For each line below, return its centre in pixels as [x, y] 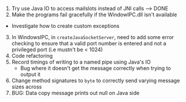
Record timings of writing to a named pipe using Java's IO [81, 62]
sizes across [27, 87]
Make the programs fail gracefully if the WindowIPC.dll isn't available [94, 15]
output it [30, 74]
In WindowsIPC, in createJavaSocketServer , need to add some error [93, 37]
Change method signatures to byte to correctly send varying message [96, 80]
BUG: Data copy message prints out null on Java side [76, 93]
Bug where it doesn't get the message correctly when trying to [95, 68]
